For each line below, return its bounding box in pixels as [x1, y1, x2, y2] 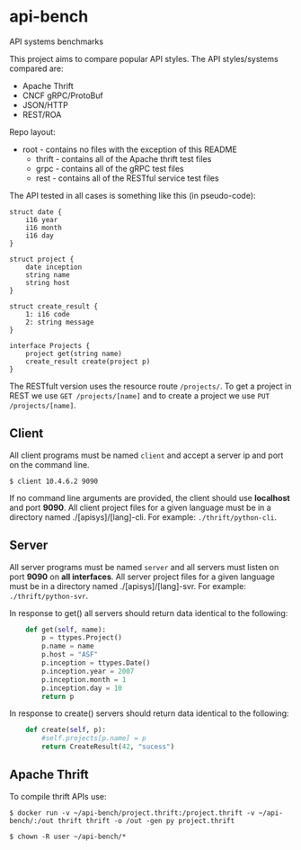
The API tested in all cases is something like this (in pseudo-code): [9, 190, 256, 201]
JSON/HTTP [22, 99, 69, 110]
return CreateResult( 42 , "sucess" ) [41, 742, 175, 752]
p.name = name [41, 641, 94, 651]
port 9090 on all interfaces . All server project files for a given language [9, 571, 276, 582]
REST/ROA [22, 109, 62, 120]
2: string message [25, 318, 94, 327]
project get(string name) [25, 349, 123, 358]
